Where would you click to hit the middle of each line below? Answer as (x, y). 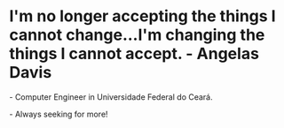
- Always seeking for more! (59, 114)
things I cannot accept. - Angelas (134, 54)
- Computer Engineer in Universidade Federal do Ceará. (111, 97)
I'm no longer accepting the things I (143, 16)
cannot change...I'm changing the (137, 35)
